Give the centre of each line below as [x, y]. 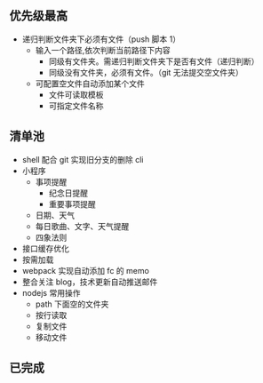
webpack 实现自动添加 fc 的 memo [85, 270]
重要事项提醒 [72, 203]
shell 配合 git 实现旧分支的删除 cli [83, 159]
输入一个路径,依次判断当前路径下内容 [103, 50]
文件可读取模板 [76, 94]
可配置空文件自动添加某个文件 [90, 84]
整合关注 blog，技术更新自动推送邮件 [90, 282]
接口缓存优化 [45, 248]
